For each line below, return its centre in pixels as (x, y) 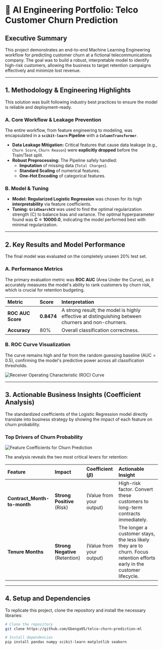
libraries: (14, 615)
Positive (64, 501)
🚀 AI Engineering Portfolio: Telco (72, 10)
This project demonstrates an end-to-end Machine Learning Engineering (78, 50)
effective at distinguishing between (101, 316)
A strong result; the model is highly (101, 310)
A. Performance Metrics (34, 269)
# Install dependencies (29, 638)
